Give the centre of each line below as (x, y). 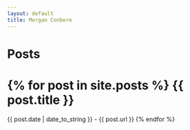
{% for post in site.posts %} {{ (95, 85)
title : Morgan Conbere (40, 20)
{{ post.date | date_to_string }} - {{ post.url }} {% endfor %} (91, 119)
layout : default (30, 13)
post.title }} (41, 100)
